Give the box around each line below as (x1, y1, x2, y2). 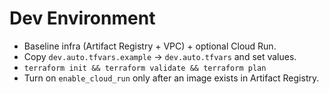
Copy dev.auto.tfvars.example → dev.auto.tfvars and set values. (23, 50, 297, 62)
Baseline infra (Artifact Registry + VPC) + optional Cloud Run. (23, 40, 277, 52)
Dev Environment (9, 7, 156, 30)
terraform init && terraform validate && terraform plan (23, 63, 267, 73)
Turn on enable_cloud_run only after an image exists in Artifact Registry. (23, 72, 320, 84)
